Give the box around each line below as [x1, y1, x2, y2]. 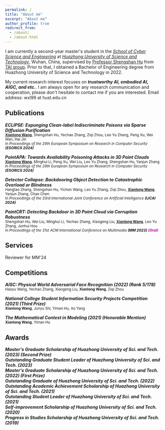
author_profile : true [5, 21, 50, 26]
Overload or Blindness [5, 182, 52, 188]
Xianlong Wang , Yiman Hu [5, 320, 50, 325]
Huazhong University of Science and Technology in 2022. [5, 69, 123, 75]
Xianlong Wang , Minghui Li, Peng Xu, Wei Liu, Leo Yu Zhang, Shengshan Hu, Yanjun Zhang [5, 159, 160, 164]
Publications [5, 109, 45, 117]
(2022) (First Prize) [5, 373, 45, 379]
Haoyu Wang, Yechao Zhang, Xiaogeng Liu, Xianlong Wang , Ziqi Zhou [5, 287, 124, 292]
